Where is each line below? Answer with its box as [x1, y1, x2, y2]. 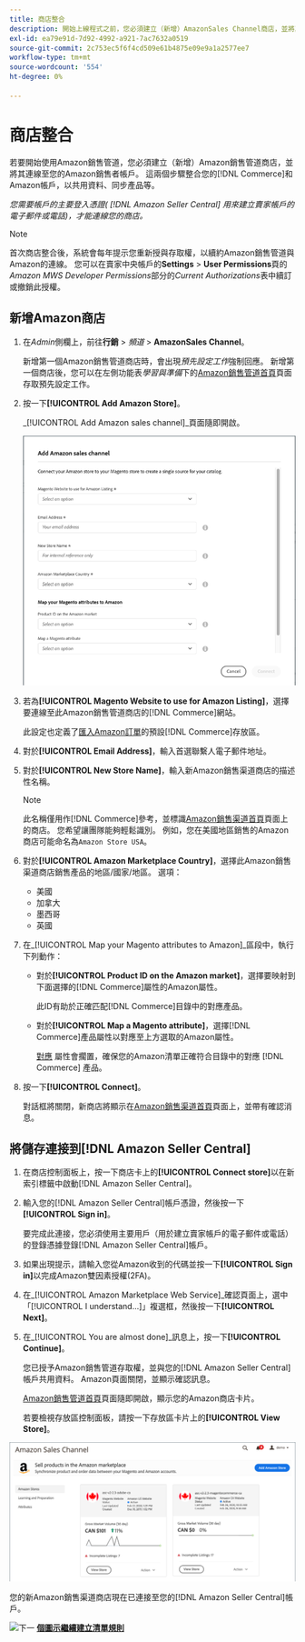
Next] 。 [22, 1312, 53, 1323]
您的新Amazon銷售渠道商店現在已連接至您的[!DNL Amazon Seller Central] [9, 1591, 286, 1602]
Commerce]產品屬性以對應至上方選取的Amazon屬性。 [35, 1031, 239, 1042]
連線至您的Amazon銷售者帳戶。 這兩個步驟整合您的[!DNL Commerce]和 [25, 168, 293, 179]
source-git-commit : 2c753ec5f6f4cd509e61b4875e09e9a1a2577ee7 [9, 44, 250, 53]
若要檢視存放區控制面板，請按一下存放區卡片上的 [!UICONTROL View [22, 1412, 280, 1423]
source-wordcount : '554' [9, 63, 103, 72]
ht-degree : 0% [9, 73, 64, 82]
